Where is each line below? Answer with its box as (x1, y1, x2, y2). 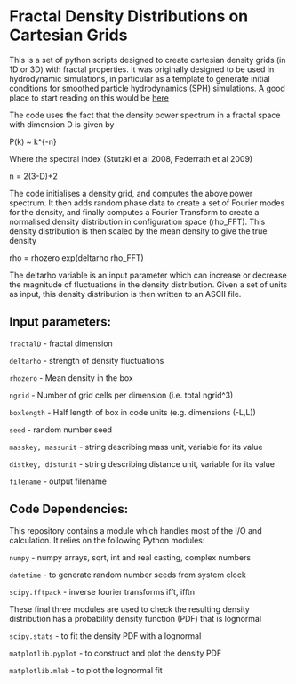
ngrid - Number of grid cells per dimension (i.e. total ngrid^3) (9, 390, 234, 400)
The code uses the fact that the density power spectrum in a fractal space (9, 109, 281, 120)
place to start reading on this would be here (9, 92, 169, 103)
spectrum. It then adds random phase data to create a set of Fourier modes (9, 197, 285, 208)
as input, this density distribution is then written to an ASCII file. (9, 288, 242, 299)
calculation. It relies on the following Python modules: (9, 535, 205, 545)
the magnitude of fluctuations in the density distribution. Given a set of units (9, 278, 288, 290)
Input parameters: (9, 314, 112, 330)
